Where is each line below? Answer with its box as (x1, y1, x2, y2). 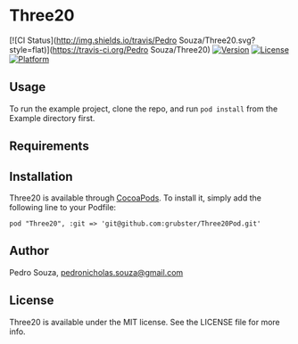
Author (9, 243, 49, 258)
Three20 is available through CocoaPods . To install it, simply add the (9, 192, 261, 203)
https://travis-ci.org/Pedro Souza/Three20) (52, 44, 211, 54)
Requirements (9, 139, 89, 154)
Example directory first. (9, 112, 95, 123)
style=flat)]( (9, 44, 54, 54)
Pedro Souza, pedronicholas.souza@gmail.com (9, 266, 184, 277)
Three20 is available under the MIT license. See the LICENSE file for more (9, 316, 280, 327)
